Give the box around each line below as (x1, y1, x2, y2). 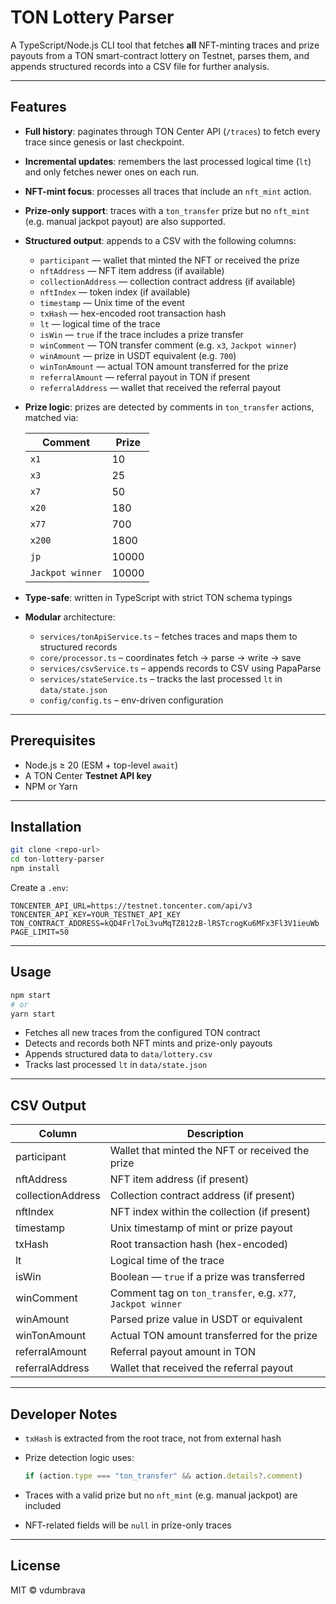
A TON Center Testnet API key (24, 769, 152, 781)
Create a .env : (10, 882, 69, 893)
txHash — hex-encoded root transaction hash (39, 307, 227, 319)
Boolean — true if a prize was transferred (109, 1270, 306, 1284)
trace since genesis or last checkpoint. (24, 136, 185, 148)
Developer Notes (10, 1406, 118, 1423)
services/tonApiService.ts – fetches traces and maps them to (39, 630, 298, 642)
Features (10, 99, 67, 116)
